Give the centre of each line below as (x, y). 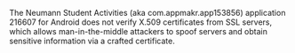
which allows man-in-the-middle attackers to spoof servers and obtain (139, 31)
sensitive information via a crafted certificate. (92, 41)
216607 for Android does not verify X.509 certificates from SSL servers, (141, 22)
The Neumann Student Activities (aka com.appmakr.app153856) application (147, 13)
